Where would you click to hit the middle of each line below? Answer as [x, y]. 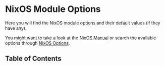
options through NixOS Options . [38, 43]
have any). [16, 28]
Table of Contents [33, 59]
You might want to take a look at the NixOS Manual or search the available [81, 38]
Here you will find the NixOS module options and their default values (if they [83, 23]
